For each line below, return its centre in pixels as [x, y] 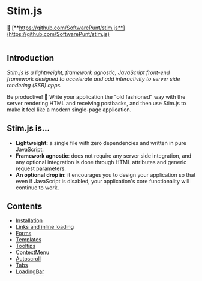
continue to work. [37, 188]
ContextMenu [32, 252]
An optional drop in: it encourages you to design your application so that [105, 174]
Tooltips [25, 246]
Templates [28, 240]
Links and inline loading [45, 227]
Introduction [31, 58]
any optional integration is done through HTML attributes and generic [101, 162]
